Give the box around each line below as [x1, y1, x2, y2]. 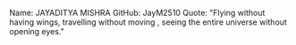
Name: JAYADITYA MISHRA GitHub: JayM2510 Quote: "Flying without [9, 8, 266, 18]
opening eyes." [9, 26, 65, 36]
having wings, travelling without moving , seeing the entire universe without [9, 17, 288, 27]
